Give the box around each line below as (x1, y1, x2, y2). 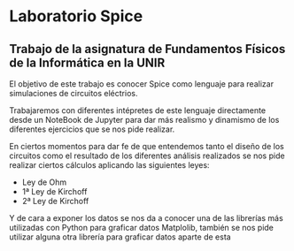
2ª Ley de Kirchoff (21, 196, 89, 206)
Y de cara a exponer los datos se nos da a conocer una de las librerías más (9, 213, 283, 223)
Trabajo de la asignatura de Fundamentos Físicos (9, 42, 286, 57)
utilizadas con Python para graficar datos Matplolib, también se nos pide (9, 223, 275, 232)
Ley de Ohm (21, 177, 67, 187)
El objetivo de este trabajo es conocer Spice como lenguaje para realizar (9, 79, 275, 89)
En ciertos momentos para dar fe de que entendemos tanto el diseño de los (9, 141, 285, 151)
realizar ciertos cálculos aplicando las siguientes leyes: (9, 160, 210, 170)
